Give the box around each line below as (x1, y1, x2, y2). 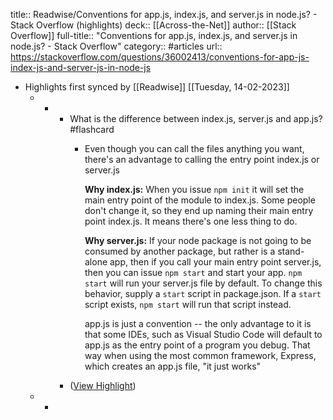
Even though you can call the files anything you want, (84, 143, 305, 154)
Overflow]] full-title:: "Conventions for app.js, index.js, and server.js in (10, 30, 298, 41)
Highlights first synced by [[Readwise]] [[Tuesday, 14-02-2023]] (24, 81, 290, 93)
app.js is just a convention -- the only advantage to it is (84, 318, 312, 329)
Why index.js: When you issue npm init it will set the (84, 184, 305, 195)
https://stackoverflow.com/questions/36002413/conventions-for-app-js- (10, 51, 310, 63)
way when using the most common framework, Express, (84, 350, 317, 361)
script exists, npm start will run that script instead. (84, 299, 292, 310)
